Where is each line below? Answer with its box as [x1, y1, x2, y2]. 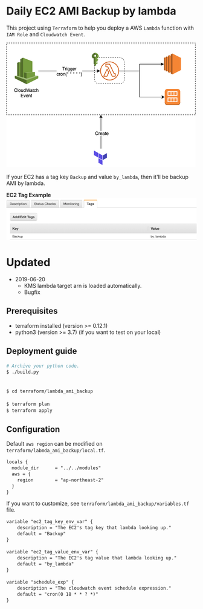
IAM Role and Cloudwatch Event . [6, 30, 86, 37]
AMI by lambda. [6, 180, 45, 187]
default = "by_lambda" [17, 561, 74, 567]
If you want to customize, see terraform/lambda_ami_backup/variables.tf [6, 500, 189, 507]
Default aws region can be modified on [6, 440, 103, 448]
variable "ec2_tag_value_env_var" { [6, 549, 98, 555]
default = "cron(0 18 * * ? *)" [17, 591, 98, 598]
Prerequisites [6, 306, 58, 316]
